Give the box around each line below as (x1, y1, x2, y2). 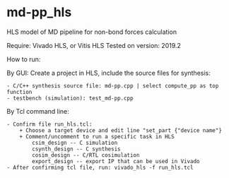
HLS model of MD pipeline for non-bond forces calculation (6, 28, 177, 36)
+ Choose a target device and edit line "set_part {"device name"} (19, 126, 222, 134)
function (6, 88, 33, 95)
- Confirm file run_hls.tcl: (6, 121, 93, 128)
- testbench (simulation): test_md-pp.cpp (6, 95, 134, 102)
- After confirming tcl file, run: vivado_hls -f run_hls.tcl (6, 164, 194, 171)
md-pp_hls (6, 4, 72, 20)
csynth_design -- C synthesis (32, 146, 121, 153)
